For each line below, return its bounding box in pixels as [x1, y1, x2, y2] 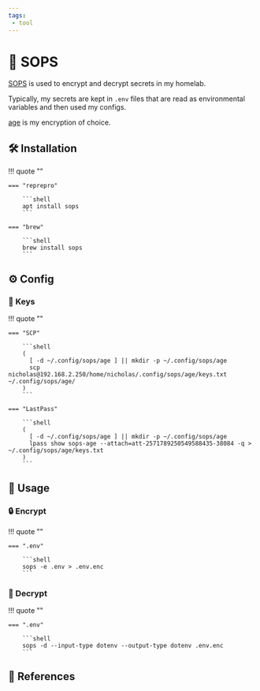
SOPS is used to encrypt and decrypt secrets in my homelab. [8, 79, 206, 88]
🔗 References [8, 670, 76, 683]
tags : [8, 11, 26, 20]
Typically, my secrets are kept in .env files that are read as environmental [8, 94, 246, 103]
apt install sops [22, 203, 80, 211]
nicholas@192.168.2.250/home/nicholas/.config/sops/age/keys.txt [8, 370, 227, 379]
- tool [11, 19, 34, 27]
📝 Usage [8, 482, 50, 495]
